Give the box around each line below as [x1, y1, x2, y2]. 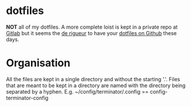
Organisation [6, 57, 71, 70]
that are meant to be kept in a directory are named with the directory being [6, 82, 186, 89]
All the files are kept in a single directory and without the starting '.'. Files [6, 75, 180, 82]
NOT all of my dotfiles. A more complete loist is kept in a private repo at [6, 23, 178, 30]
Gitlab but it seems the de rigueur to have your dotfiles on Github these [6, 29, 177, 36]
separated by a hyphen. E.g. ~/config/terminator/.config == [6, 88, 149, 95]
